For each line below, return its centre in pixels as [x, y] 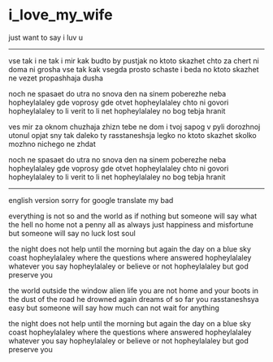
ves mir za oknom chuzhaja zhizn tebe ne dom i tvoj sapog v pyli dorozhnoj [134, 127]
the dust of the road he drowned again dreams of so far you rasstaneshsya [134, 299]
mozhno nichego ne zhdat [52, 144]
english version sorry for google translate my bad [91, 200]
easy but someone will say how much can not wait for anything [114, 308]
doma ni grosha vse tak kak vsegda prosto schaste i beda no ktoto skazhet [134, 69]
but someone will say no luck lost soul [72, 233]
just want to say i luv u [46, 37]
